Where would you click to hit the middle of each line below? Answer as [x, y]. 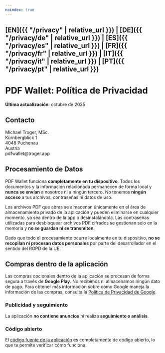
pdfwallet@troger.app [28, 153]
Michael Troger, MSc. [27, 132]
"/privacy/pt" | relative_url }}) [52, 69]
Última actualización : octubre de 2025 [45, 104]
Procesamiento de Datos [44, 169]
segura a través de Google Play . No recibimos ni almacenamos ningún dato [83, 281]
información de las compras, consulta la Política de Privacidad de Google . [81, 292]
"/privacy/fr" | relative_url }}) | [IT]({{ [64, 54]
